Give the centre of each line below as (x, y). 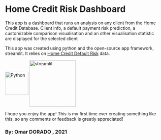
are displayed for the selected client (41, 39)
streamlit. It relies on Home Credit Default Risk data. (58, 53)
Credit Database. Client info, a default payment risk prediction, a (70, 28)
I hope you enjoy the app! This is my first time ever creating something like (81, 114)
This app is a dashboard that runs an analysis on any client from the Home (80, 23)
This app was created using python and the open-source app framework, (80, 48)
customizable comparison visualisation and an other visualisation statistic (80, 33)
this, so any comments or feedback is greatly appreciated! (64, 119)
